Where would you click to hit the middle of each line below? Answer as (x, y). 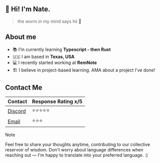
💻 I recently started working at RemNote (55, 62)
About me (21, 37)
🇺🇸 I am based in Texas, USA (43, 56)
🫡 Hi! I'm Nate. (28, 9)
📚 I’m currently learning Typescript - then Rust (62, 49)
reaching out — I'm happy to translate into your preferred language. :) (77, 155)
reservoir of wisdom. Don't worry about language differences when (74, 150)
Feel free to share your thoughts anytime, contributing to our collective (78, 144)
